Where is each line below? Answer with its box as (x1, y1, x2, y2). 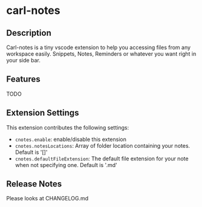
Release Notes (6, 179, 62, 189)
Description (6, 28, 51, 38)
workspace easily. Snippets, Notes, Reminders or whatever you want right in (6, 50, 197, 57)
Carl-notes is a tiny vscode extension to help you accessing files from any (6, 44, 191, 51)
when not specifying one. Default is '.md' (15, 161, 117, 168)
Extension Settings (6, 108, 79, 118)
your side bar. (6, 57, 41, 64)
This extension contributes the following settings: (6, 123, 129, 131)
